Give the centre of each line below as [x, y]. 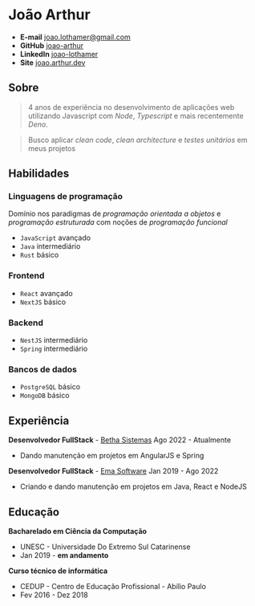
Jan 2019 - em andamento [64, 555]
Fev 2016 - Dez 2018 [54, 595]
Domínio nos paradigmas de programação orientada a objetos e [115, 214]
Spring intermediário [54, 349]
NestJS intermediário [54, 340]
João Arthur [49, 15]
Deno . [38, 124]
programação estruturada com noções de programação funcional [118, 222]
